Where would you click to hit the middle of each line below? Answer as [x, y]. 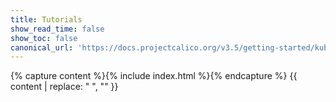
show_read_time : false [57, 29]
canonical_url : [42, 47]
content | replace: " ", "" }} [64, 87]
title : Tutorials [46, 19]
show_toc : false [44, 38]
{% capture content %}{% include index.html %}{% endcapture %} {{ [154, 76]
